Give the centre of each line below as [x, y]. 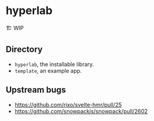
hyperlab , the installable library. [54, 64]
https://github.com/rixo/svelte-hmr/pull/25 [68, 105]
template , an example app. [48, 70]
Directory [24, 50]
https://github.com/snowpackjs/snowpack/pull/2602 [81, 111]
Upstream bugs [36, 90]
